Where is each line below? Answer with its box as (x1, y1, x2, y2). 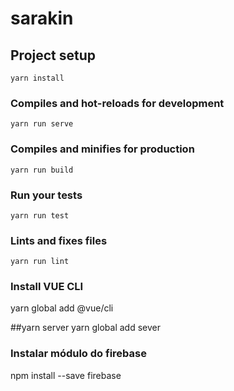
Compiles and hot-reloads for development (10, 96, 225, 110)
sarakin (10, 7, 74, 30)
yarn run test (10, 210, 70, 221)
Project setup (10, 47, 97, 64)
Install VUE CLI (10, 280, 84, 294)
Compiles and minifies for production (10, 142, 195, 156)
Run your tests (10, 188, 83, 202)
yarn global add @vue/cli (10, 302, 114, 314)
